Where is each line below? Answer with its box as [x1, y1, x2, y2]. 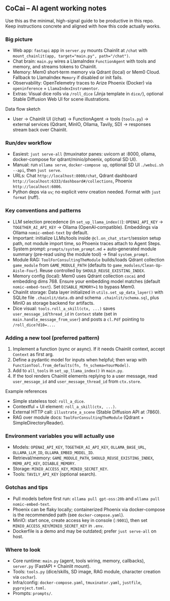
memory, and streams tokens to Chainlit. [12, 64, 97, 70]
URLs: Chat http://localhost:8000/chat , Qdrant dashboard [12, 173, 138, 179]
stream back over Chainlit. [12, 127, 67, 133]
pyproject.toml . [12, 585, 47, 591]
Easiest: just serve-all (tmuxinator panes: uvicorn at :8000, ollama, [12, 151, 156, 157]
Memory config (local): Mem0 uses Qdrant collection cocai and [12, 273, 146, 279]
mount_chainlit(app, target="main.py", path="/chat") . [12, 53, 130, 59]
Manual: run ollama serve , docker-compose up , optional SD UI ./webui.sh [12, 162, 164, 168]
